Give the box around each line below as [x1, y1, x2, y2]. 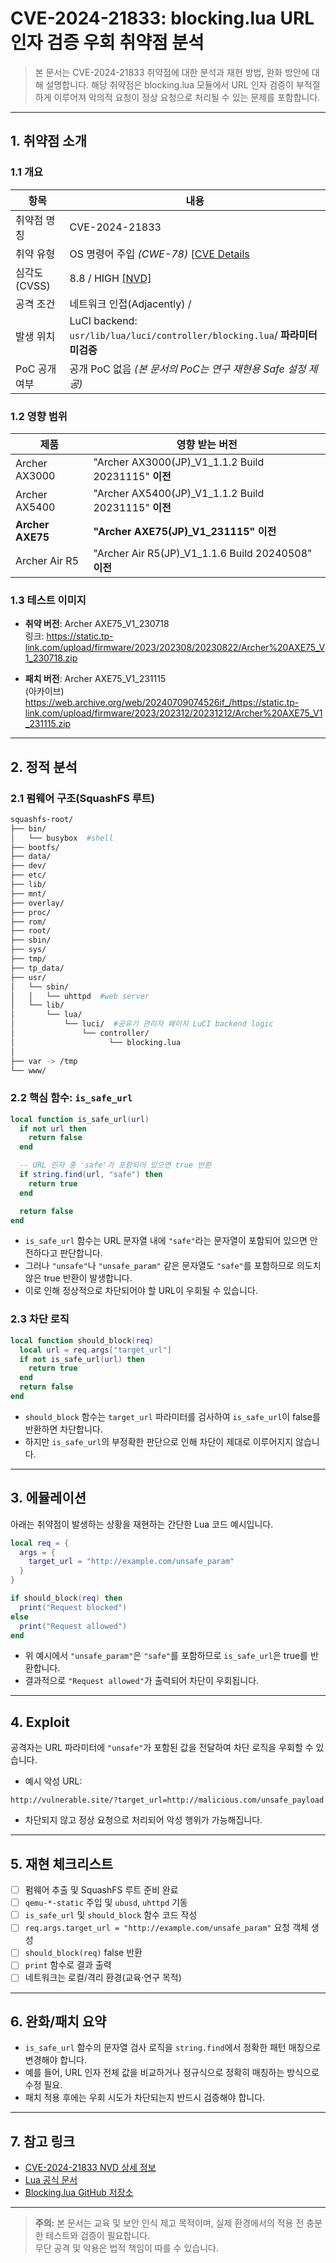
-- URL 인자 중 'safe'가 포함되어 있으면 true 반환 [19, 1160, 212, 1171]
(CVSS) [15, 278, 51, 292]
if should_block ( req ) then [10, 1593, 123, 1604]
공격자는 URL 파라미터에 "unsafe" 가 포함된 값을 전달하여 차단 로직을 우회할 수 [10, 1742, 314, 1754]
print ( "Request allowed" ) [19, 1621, 128, 1631]
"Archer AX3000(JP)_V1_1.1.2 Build [93, 455, 265, 469]
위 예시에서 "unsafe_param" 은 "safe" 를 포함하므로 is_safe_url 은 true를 [24, 1650, 308, 1662]
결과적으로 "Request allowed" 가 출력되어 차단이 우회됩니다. [24, 1675, 260, 1687]
